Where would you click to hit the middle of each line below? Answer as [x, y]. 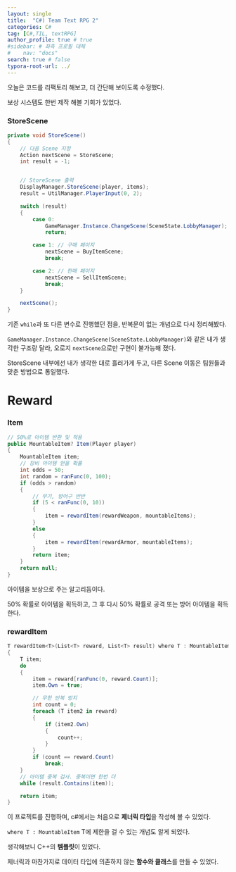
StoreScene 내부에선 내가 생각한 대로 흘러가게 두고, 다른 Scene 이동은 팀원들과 [117, 363]
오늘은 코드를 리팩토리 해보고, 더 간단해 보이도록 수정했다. [86, 87]
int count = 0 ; [55, 705]
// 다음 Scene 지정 [45, 149]
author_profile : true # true [50, 40]
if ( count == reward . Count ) [73, 757]
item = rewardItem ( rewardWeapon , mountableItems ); [120, 516]
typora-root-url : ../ [39, 66]
